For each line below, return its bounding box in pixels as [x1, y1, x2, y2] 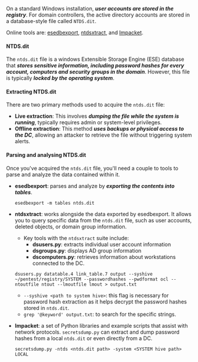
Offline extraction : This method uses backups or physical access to [14, 125, 184, 132]
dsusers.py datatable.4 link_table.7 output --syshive [14, 271, 153, 277]
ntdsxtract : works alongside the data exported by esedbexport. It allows [14, 210, 192, 218]
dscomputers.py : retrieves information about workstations [32, 253, 176, 260]
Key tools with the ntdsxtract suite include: [23, 234, 129, 241]
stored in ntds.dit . [23, 304, 70, 311]
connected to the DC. [32, 260, 85, 267]
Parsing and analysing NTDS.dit [6, 151, 86, 159]
